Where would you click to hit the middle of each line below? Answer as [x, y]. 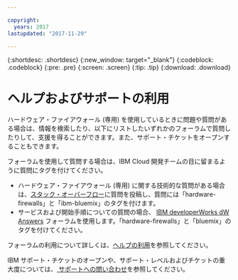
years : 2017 [32, 27]
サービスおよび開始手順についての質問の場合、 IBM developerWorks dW [123, 212]
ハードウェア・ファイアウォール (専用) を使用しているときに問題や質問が [114, 120]
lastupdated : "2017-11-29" [47, 33]
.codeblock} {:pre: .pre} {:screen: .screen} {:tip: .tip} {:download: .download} [119, 68]
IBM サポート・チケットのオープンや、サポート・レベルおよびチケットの [113, 260]
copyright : [23, 20]
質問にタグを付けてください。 [63, 170]
